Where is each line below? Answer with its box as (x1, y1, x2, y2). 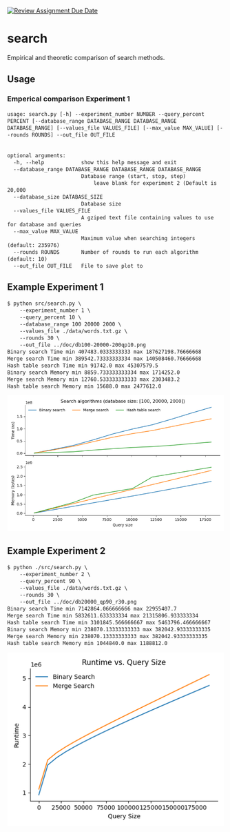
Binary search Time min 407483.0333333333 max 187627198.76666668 (7, 348, 202, 355)
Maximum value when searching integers (81, 235, 196, 241)
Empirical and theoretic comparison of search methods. (7, 53, 165, 61)
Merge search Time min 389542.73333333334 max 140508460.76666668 (7, 355, 202, 362)
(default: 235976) (7, 241, 60, 248)
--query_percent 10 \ (19, 314, 81, 321)
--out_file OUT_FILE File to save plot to (13, 262, 143, 269)
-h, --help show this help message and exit (13, 159, 177, 166)
